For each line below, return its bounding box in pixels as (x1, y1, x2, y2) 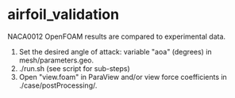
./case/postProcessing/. (18, 81, 98, 90)
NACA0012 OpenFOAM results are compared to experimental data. (7, 32, 226, 41)
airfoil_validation (7, 6, 120, 24)
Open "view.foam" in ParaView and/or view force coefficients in (18, 72, 227, 81)
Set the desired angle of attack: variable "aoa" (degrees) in (18, 47, 212, 56)
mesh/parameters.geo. (18, 55, 94, 65)
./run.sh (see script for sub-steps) (18, 63, 130, 73)
